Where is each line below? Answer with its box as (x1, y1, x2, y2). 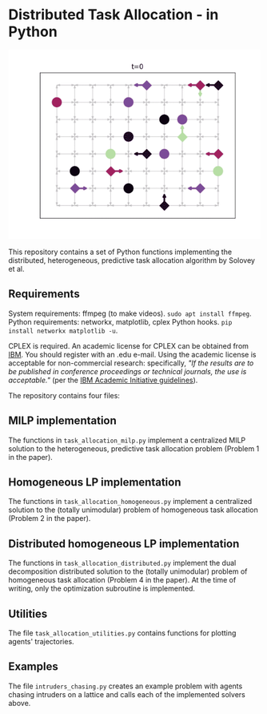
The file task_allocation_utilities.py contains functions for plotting (8, 628, 237, 638)
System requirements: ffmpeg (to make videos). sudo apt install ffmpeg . (8, 309, 252, 318)
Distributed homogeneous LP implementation (8, 537, 240, 551)
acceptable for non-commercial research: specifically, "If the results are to (8, 358, 254, 368)
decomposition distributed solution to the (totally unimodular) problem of (8, 567, 248, 576)
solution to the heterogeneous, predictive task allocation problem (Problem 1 (8, 443, 260, 454)
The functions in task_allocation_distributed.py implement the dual (8, 559, 237, 568)
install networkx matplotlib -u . (8, 325, 118, 335)
